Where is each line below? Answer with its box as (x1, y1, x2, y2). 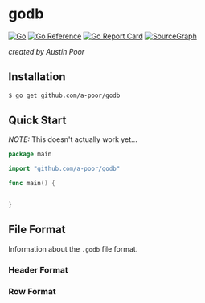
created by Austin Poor (8, 46, 85, 56)
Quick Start (8, 114, 67, 127)
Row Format (8, 285, 56, 297)
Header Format (8, 264, 68, 275)
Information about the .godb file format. (8, 244, 138, 253)
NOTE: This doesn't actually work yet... (8, 135, 138, 144)
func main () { (8, 180, 56, 188)
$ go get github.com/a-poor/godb (8, 91, 121, 99)
